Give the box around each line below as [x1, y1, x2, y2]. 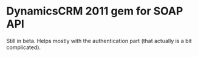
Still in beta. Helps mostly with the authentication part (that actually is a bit [6, 37, 193, 44]
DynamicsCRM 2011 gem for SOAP [6, 4, 183, 18]
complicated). [6, 44, 41, 51]
